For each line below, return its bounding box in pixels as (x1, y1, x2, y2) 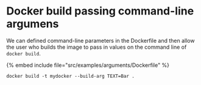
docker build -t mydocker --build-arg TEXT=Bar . (6, 73, 135, 79)
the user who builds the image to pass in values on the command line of (6, 43, 187, 51)
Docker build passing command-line (6, 4, 194, 18)
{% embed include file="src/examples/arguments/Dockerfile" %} (6, 61, 169, 69)
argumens (6, 17, 59, 31)
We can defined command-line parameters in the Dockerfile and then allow (6, 37, 195, 44)
